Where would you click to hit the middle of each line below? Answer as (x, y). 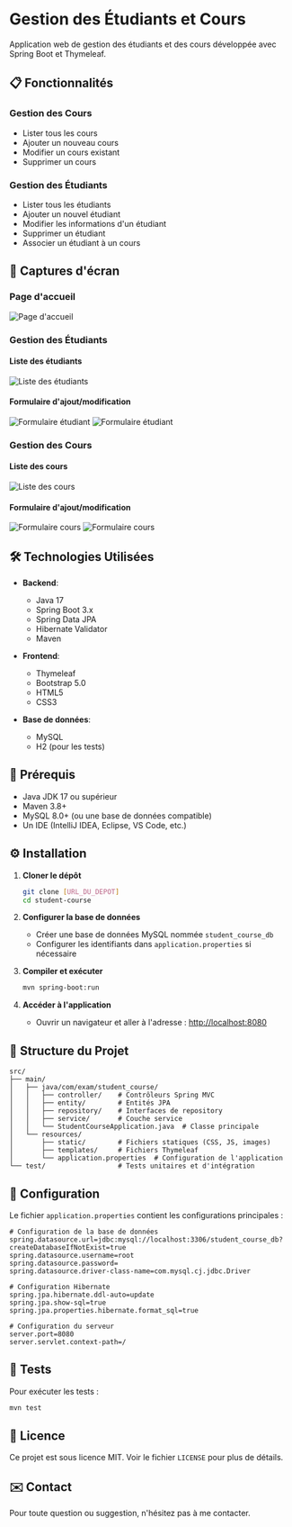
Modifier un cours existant (71, 152)
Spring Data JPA (66, 619)
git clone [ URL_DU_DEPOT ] (71, 891)
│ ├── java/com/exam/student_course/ (84, 1088)
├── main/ (28, 1080)
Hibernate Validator (71, 629)
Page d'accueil (43, 297)
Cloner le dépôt (52, 875)
